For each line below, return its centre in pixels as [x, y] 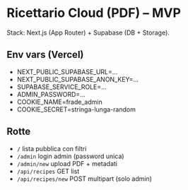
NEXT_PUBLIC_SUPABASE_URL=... [67, 71]
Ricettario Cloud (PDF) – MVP [94, 13]
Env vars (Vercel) [45, 55]
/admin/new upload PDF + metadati [67, 163]
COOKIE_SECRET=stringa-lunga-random [76, 109]
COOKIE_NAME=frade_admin [60, 102]
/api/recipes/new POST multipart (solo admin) [84, 179]
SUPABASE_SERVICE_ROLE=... [61, 87]
